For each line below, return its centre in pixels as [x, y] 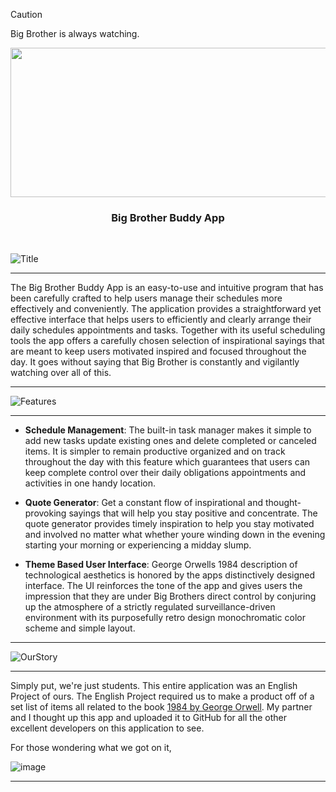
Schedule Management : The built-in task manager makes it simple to [168, 430]
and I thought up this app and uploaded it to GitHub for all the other [148, 718]
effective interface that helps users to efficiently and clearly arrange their [161, 320]
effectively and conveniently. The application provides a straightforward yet [166, 309]
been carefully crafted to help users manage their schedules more [146, 298]
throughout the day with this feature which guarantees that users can [167, 462]
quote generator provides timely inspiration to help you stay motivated [169, 524]
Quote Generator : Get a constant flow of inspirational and [143, 503]
